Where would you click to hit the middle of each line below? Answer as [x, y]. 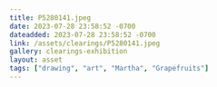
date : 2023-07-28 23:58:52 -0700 [73, 26]
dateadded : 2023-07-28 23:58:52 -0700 [83, 34]
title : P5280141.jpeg [50, 18]
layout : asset [36, 60]
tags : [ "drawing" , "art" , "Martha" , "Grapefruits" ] [109, 69]
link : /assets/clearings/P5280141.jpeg [85, 43]
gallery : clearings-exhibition [69, 52]
